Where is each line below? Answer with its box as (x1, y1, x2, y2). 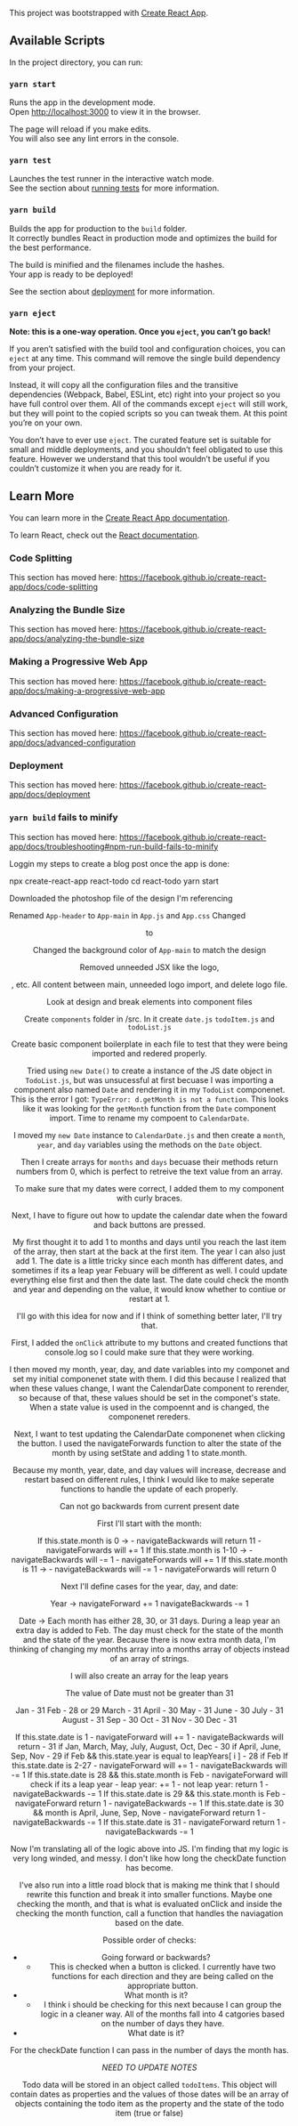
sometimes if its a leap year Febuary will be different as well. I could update (12, 1265, 287, 1275)
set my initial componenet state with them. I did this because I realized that (12, 1373, 286, 1384)
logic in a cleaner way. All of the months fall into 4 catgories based (40, 2009, 285, 2019)
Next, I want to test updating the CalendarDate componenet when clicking (13, 1428, 286, 1439)
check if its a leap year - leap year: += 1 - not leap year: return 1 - (29, 1779, 270, 1790)
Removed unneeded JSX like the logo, (79, 961, 220, 973)
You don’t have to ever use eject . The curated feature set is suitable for (9, 435, 271, 445)
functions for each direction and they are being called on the (52, 1970, 274, 1981)
